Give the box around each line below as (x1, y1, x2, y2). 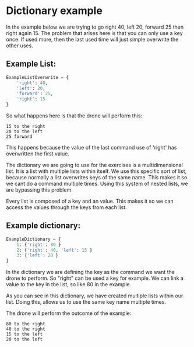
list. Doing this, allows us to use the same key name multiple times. (6, 299, 166, 306)
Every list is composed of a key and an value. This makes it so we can (6, 197, 174, 204)
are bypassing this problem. (6, 186, 73, 193)
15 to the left (6, 331, 43, 337)
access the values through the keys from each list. (6, 204, 127, 211)
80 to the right (6, 321, 45, 327)
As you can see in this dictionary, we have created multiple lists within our (6, 292, 184, 299)
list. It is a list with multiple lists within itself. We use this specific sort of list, (6, 168, 187, 175)
